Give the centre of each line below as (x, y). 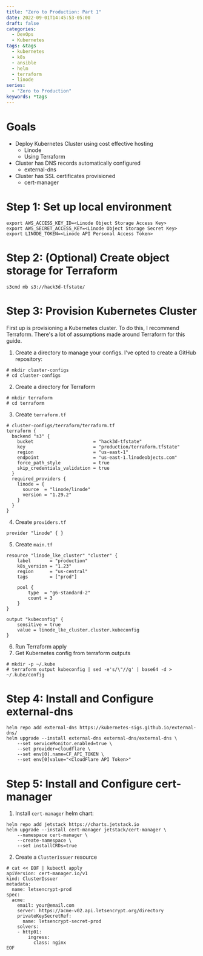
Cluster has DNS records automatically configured (78, 163)
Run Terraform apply (41, 646)
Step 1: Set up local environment (89, 207)
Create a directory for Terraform (55, 387)
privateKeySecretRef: (44, 916)
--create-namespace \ (44, 841)
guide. (14, 340)
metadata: (19, 884)
